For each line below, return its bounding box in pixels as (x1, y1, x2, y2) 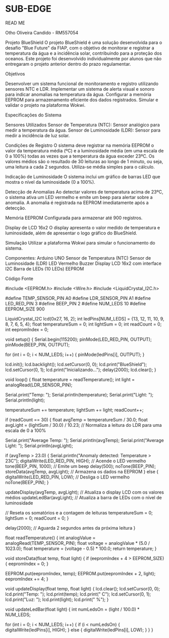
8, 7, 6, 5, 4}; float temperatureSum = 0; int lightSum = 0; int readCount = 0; (5, 321, 162, 327)
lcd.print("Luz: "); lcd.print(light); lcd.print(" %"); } (5, 596, 109, 603)
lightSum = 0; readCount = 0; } (5, 515, 69, 521)
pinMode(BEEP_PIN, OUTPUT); (5, 341, 70, 347)
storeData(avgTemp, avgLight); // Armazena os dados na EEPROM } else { (5, 468, 159, 474)
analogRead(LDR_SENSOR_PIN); (5, 382, 73, 388)
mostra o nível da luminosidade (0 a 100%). (5, 179, 95, 185)
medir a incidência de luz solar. (5, 132, 70, 138)
